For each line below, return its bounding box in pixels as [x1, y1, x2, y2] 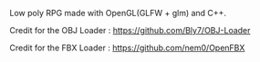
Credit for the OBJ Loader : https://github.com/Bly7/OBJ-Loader [9, 25, 251, 35]
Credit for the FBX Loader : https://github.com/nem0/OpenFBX [9, 42, 245, 53]
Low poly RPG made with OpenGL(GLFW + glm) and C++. [9, 8, 226, 18]
